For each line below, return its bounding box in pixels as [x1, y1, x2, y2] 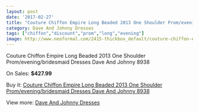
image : [6, 36, 23, 42]
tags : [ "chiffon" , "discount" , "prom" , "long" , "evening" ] [6, 31, 145, 37]
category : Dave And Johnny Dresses [6, 25, 94, 31]
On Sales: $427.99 [6, 70, 52, 77]
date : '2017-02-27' [6, 14, 54, 20]
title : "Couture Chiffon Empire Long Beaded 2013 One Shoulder [6, 19, 166, 25]
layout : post [6, 8, 38, 15]
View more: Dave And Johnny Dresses [6, 99, 100, 106]
